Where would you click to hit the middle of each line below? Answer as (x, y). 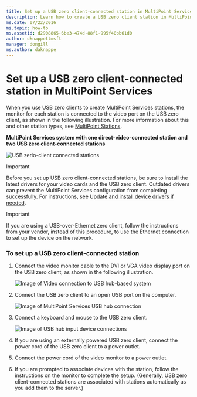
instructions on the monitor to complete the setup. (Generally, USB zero (101, 375)
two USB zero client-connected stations (56, 144)
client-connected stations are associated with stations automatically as (100, 381)
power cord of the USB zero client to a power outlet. (77, 346)
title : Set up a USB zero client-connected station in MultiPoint (89, 11)
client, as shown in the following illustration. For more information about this (98, 120)
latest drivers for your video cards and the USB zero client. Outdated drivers (98, 184)
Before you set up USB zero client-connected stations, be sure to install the (97, 178)
